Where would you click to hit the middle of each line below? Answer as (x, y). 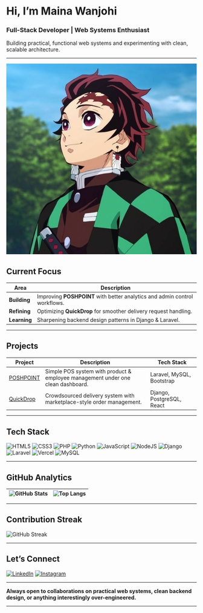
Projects (22, 346)
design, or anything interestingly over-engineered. (71, 597)
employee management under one (88, 378)
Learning (20, 320)
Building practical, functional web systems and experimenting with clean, (97, 43)
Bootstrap (163, 381)
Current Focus (34, 271)
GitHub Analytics (39, 477)
